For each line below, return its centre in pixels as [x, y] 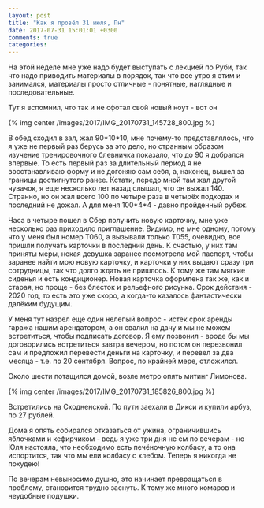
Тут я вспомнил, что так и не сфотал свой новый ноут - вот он [113, 108]
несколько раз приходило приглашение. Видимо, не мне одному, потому [132, 228]
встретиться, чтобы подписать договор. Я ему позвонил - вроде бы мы [129, 336]
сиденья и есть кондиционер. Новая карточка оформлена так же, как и [129, 279]
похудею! [24, 464]
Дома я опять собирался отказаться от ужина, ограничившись [115, 431]
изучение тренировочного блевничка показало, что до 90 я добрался [126, 155]
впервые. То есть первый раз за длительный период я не [105, 163]
